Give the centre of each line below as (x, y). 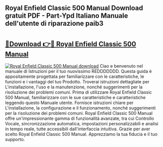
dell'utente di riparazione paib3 (54, 23)
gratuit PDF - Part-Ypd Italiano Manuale (66, 16)
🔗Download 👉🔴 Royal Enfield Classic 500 (71, 44)
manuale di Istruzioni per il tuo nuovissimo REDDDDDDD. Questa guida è (79, 71)
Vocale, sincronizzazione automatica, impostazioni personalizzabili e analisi (82, 124)
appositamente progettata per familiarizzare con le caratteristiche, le (75, 76)
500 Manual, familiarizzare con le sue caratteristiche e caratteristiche (76, 97)
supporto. (15, 139)
